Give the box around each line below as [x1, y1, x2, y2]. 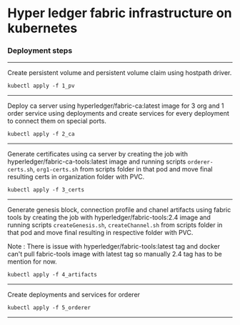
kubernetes [7, 20, 78, 36]
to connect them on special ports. [7, 116, 107, 126]
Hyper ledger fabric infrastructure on [7, 5, 232, 21]
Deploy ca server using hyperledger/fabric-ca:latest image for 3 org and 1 [7, 101, 224, 110]
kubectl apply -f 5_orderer [7, 304, 91, 311]
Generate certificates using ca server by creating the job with [7, 150, 188, 159]
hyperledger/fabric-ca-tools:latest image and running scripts [7, 157, 186, 166]
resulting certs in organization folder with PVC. [7, 173, 145, 181]
